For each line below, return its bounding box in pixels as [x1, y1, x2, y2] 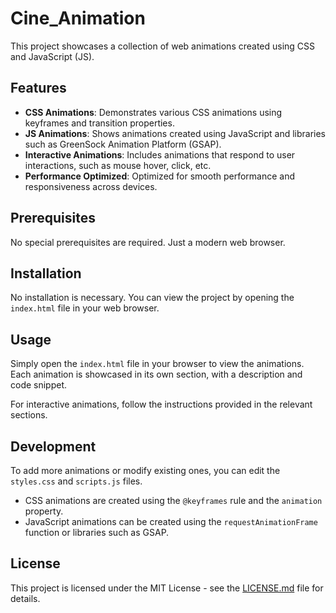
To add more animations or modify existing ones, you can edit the [10, 465, 281, 476]
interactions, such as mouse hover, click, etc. [24, 159, 212, 171]
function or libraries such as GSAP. [24, 527, 170, 538]
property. [24, 505, 64, 517]
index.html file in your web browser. [10, 302, 160, 314]
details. [10, 592, 41, 604]
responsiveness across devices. [24, 180, 158, 192]
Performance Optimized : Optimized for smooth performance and [24, 170, 296, 182]
